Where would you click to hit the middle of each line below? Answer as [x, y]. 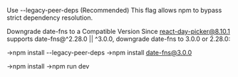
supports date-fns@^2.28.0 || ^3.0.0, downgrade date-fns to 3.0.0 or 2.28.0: [119, 39]
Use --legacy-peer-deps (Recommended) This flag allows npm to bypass [114, 10]
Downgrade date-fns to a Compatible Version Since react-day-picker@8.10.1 [119, 31]
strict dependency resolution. [50, 18]
